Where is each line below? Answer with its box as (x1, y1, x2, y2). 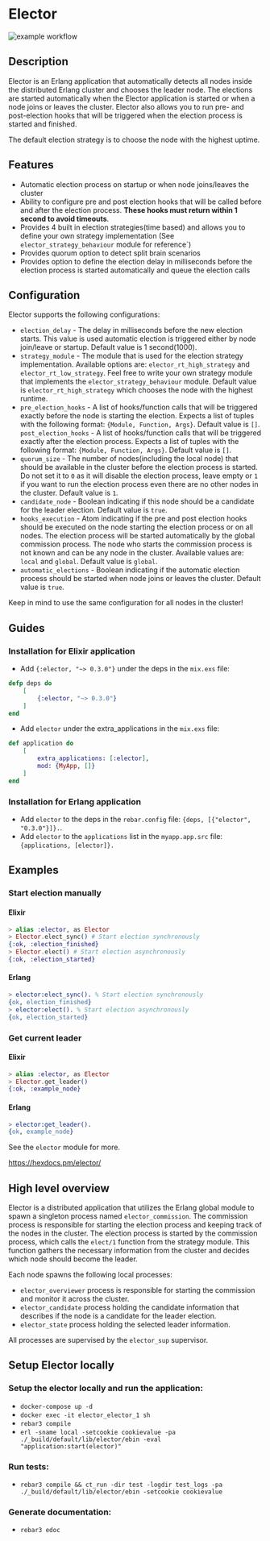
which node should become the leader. (8, 1254, 139, 1264)
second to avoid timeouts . (19, 214, 110, 223)
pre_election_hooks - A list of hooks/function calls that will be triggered (19, 402, 258, 412)
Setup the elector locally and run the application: (8, 1383, 204, 1394)
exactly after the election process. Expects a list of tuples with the (19, 437, 239, 447)
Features (8, 158, 54, 172)
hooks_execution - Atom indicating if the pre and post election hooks (19, 513, 247, 524)
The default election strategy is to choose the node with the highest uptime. (8, 135, 260, 144)
